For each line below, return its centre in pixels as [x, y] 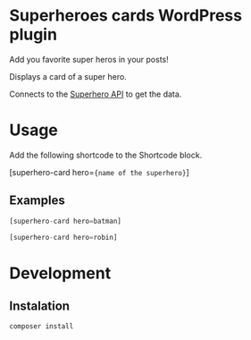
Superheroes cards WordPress [126, 16]
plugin [33, 34]
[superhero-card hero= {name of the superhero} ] [99, 172]
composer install [42, 327]
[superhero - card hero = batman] [66, 221]
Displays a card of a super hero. [68, 76]
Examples [37, 201]
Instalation [39, 306]
